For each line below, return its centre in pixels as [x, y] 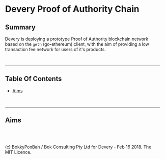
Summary [20, 27]
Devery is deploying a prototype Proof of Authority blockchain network [77, 39]
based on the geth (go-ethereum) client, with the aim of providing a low [77, 44]
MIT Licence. [18, 152]
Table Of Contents [34, 79]
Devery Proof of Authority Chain [72, 9]
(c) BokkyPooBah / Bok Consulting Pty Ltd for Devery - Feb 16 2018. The [78, 147]
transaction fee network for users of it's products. [55, 49]
